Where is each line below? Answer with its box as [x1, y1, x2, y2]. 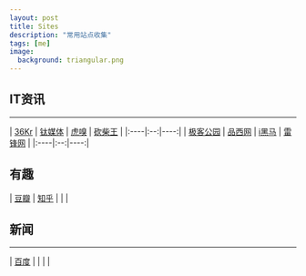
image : [9, 47, 35, 56]
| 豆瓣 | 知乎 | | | [9, 192, 68, 203]
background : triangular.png [17, 56, 125, 65]
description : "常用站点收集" [9, 30, 112, 39]
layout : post [9, 13, 59, 23]
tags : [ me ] [9, 38, 51, 48]
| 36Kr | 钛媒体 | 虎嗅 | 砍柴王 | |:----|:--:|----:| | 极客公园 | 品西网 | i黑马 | [9, 126, 282, 137]
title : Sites [9, 22, 59, 31]
